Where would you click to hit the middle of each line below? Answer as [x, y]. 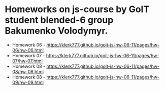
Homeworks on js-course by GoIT [77, 9]
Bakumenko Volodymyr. [56, 31]
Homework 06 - [29, 44]
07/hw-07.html [27, 61]
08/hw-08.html [28, 71]
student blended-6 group [59, 20]
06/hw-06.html [28, 50]
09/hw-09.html [28, 82]
